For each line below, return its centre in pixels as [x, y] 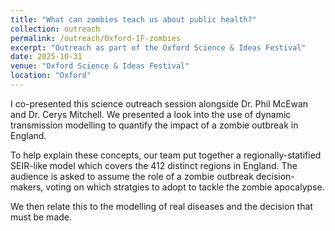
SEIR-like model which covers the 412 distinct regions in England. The [154, 165]
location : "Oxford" [51, 76]
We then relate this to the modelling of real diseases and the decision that [161, 206]
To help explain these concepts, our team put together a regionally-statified [166, 155]
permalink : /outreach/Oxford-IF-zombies [96, 38]
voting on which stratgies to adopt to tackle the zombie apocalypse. [185, 187]
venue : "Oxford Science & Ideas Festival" [100, 66]
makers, [27, 187]
